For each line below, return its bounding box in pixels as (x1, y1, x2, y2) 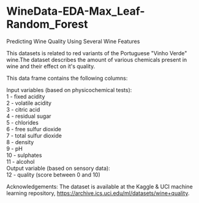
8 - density (6, 138, 34, 145)
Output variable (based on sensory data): (6, 164, 110, 172)
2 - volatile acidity (6, 99, 52, 107)
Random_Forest (6, 17, 88, 31)
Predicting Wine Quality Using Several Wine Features (6, 37, 140, 45)
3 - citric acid (6, 105, 40, 113)
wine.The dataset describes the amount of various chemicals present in (6, 56, 187, 63)
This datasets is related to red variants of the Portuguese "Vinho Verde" (6, 49, 187, 56)
